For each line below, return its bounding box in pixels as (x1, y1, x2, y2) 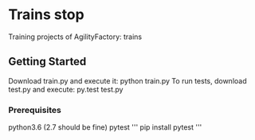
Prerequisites (8, 104, 61, 115)
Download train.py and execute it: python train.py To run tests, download (8, 76, 247, 85)
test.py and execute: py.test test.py (8, 84, 124, 94)
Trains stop (8, 6, 85, 24)
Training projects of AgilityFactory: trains (8, 32, 142, 41)
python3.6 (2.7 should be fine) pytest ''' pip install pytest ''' (8, 122, 202, 132)
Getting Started (8, 55, 87, 68)
